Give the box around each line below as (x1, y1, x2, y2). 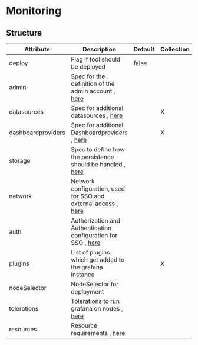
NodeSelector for (71, 280, 119, 288)
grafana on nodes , (71, 305, 123, 312)
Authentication (71, 224, 112, 232)
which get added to (71, 256, 125, 264)
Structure (6, 28, 42, 38)
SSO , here (71, 238, 101, 247)
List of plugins (71, 249, 110, 256)
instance (71, 270, 95, 279)
